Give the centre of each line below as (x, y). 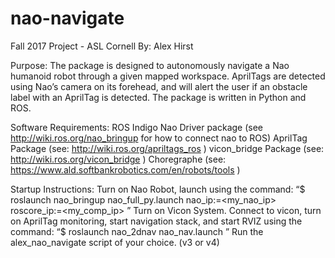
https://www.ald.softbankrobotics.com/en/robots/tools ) (125, 169)
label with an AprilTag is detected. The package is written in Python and (158, 97)
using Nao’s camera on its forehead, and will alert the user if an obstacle (159, 86)
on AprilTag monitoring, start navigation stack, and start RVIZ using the (156, 221)
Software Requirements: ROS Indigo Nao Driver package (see (137, 127)
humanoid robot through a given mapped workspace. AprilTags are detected (168, 76)
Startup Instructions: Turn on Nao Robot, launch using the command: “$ (158, 189)
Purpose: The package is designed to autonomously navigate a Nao (150, 65)
